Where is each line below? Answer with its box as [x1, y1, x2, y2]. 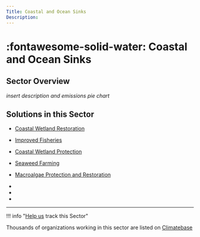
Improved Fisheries [14, 136, 62, 144]
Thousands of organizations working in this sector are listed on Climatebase [6, 224, 193, 231]
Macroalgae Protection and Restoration [14, 171, 111, 179]
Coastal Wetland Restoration [14, 125, 85, 132]
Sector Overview [6, 76, 70, 86]
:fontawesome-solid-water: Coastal [6, 40, 187, 54]
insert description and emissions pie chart [6, 92, 110, 99]
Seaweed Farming [14, 160, 60, 167]
